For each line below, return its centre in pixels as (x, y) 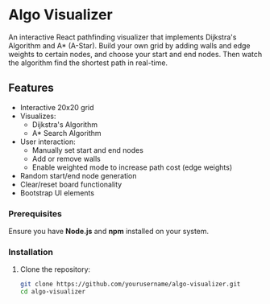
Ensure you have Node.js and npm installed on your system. (109, 232)
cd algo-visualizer (53, 292)
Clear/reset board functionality (71, 184)
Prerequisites (35, 213)
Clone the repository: (55, 269)
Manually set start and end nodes (87, 150)
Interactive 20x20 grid (57, 107)
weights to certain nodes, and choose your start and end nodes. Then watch (135, 54)
